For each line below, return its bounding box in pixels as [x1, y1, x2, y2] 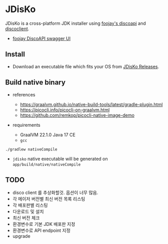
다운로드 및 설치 [12, 209, 44, 215]
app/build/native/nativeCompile [12, 162, 81, 167]
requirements [12, 122, 40, 128]
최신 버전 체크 [12, 215, 40, 221]
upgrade [12, 233, 31, 239]
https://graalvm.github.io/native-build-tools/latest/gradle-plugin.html [20, 101, 163, 107]
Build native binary [5, 78, 66, 87]
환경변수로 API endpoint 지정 [12, 227, 71, 233]
